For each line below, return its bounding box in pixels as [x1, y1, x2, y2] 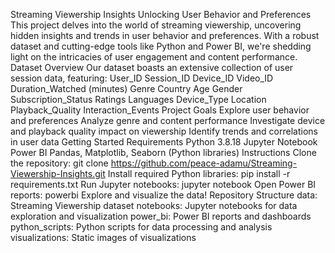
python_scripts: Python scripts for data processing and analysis [10, 221, 273, 233]
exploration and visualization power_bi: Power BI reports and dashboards [10, 210, 312, 222]
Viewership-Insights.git [10, 168, 106, 179]
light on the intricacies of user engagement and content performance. [10, 51, 298, 63]
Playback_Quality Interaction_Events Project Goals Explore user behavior [10, 104, 310, 116]
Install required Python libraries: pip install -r [107, 168, 291, 179]
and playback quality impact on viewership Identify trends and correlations [10, 125, 318, 137]
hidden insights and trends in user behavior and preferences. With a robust [10, 30, 320, 41]
